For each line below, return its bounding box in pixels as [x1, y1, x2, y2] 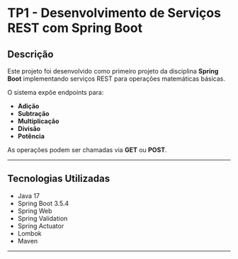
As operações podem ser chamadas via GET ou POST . [7, 146, 168, 154]
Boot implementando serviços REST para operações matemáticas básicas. [7, 74, 225, 83]
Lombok [17, 229, 42, 238]
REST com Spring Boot [7, 20, 143, 36]
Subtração [17, 110, 50, 117]
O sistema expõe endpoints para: [7, 88, 104, 96]
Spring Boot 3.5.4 [17, 199, 69, 207]
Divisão [17, 125, 41, 132]
